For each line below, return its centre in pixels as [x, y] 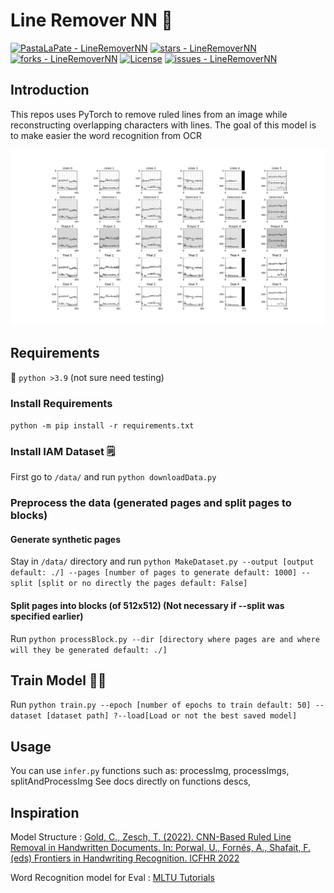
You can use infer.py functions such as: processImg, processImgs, [150, 771]
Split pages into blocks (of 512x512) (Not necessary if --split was [147, 605]
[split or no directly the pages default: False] [142, 584]
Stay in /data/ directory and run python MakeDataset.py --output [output [162, 561]
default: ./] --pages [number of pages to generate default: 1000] [154, 573]
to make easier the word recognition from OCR [106, 135]
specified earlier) [47, 616]
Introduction [50, 90]
